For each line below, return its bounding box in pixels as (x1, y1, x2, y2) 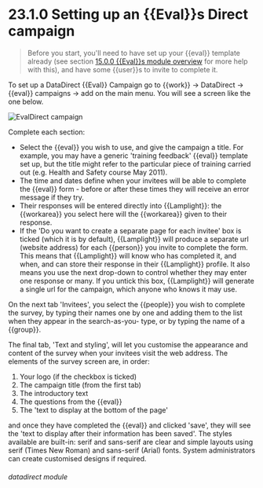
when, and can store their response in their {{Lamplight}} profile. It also (19, 259, 250, 269)
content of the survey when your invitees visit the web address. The (8, 348, 228, 358)
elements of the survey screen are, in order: (8, 356, 151, 366)
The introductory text (19, 388, 89, 398)
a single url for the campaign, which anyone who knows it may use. (19, 284, 238, 294)
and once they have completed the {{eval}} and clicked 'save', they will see (8, 420, 251, 430)
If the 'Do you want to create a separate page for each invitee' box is (19, 226, 242, 235)
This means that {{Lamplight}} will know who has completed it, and (19, 251, 237, 260)
